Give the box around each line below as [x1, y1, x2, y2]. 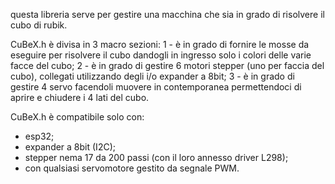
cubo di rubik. [10, 19, 68, 31]
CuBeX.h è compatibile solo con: [10, 111, 145, 123]
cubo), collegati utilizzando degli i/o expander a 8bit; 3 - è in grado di [10, 70, 295, 82]
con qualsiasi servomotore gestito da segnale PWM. [24, 162, 240, 174]
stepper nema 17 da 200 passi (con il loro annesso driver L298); [24, 152, 289, 163]
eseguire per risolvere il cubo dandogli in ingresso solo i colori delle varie [10, 49, 312, 61]
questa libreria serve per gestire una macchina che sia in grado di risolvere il [10, 9, 325, 20]
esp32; [24, 130, 55, 142]
